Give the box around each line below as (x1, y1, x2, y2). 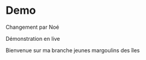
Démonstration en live (5, 35, 60, 42)
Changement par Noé (5, 23, 60, 31)
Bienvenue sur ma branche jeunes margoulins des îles (5, 46, 140, 54)
